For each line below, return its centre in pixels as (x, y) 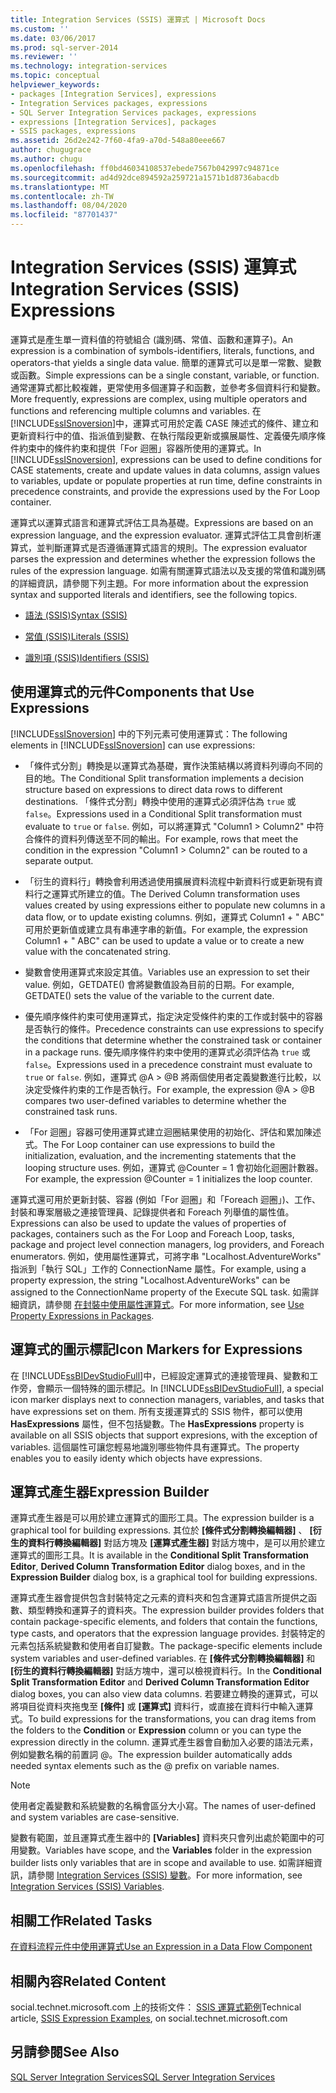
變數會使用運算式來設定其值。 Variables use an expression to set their (167, 972)
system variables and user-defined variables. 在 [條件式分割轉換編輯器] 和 (163, 1658)
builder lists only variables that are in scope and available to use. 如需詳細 (162, 1863)
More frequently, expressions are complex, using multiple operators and (159, 398)
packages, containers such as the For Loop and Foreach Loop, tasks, (152, 1233)
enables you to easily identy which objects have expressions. (136, 1458)
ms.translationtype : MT (60, 187)
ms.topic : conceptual (55, 76)
